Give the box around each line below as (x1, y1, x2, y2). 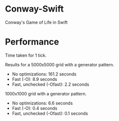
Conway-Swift (5, 3, 64, 15)
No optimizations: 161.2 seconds (12, 71, 76, 77)
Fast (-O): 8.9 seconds (12, 76, 57, 82)
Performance (5, 36, 59, 47)
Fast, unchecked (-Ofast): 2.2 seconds (12, 81, 89, 87)
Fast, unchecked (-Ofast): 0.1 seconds (12, 110, 88, 116)
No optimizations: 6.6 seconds (12, 100, 73, 106)
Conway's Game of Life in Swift (5, 19, 68, 25)
